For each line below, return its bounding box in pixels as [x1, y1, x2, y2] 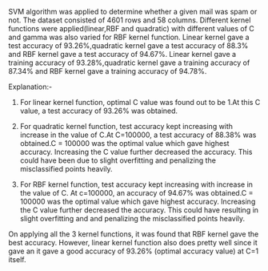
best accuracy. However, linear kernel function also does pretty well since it [8, 238, 258, 247]
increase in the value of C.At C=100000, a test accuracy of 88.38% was [19, 130, 257, 140]
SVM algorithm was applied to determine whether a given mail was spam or [8, 7, 258, 16]
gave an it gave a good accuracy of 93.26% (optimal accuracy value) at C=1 [8, 246, 258, 256]
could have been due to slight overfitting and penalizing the [19, 156, 216, 165]
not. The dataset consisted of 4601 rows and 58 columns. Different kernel [8, 15, 251, 25]
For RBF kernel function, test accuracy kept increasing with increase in [19, 180, 254, 189]
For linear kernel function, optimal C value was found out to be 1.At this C [19, 98, 261, 107]
